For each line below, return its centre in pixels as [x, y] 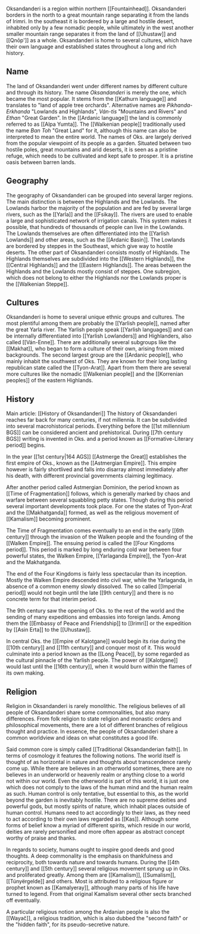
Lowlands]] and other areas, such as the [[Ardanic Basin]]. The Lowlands [96, 239]
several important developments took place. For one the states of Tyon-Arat [99, 506]
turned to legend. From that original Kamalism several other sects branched [99, 894]
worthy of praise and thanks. [41, 838]
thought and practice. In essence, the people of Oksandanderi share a [92, 732]
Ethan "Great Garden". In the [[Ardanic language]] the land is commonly [94, 117]
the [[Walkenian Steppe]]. [37, 284]
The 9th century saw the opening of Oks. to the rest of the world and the [95, 611]
